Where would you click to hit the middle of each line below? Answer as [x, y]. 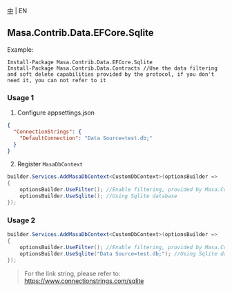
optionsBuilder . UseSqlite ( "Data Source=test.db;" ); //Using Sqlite [118, 254]
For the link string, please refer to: [72, 273]
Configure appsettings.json [56, 113]
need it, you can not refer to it [57, 80]
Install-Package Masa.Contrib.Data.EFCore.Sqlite [80, 62]
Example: [20, 49]
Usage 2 [21, 220]
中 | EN [17, 11]
